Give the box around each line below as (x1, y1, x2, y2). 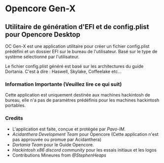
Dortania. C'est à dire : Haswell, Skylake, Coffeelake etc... (5, 68, 122, 74)
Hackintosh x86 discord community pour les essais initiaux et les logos (12, 147, 157, 153)
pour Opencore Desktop (5, 30, 80, 38)
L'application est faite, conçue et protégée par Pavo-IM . (12, 126, 126, 132)
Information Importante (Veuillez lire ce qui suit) (5, 81, 122, 88)
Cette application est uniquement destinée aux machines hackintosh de (5, 92, 150, 98)
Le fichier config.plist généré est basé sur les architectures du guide (5, 64, 144, 69)
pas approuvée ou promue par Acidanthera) (12, 136, 102, 142)
